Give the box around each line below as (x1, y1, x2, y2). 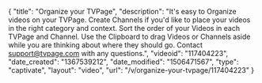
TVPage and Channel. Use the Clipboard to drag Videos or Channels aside (8, 32, 251, 41)
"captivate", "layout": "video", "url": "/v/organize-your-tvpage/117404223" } (8, 66, 255, 74)
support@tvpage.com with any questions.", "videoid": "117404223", (8, 49, 228, 58)
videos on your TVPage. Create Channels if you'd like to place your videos (8, 15, 251, 25)
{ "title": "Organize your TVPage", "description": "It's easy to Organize (8, 7, 237, 16)
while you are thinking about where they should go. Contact (8, 40, 203, 50)
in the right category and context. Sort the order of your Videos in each (8, 24, 240, 32)
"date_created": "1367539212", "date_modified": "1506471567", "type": (8, 57, 239, 66)
